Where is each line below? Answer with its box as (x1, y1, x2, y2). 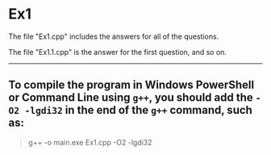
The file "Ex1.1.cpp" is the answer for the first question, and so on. (8, 47, 227, 57)
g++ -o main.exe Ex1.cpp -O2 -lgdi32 (27, 137, 152, 147)
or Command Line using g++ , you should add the (8, 90, 254, 105)
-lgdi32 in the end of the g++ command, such (24, 103, 252, 117)
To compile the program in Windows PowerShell (8, 78, 255, 92)
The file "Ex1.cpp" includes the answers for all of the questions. (8, 31, 219, 41)
